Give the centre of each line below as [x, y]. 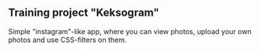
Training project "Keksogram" [84, 13]
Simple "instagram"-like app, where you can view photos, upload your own [130, 31]
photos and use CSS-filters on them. [68, 40]
